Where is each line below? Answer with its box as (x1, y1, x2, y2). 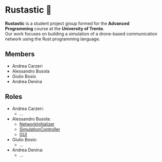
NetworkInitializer (19, 121, 55, 127)
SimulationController (19, 126, 61, 132)
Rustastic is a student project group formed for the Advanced (5, 20, 130, 26)
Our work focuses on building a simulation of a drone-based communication (5, 31, 158, 36)
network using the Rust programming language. (5, 36, 100, 42)
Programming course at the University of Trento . (5, 25, 104, 31)
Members (5, 50, 35, 58)
